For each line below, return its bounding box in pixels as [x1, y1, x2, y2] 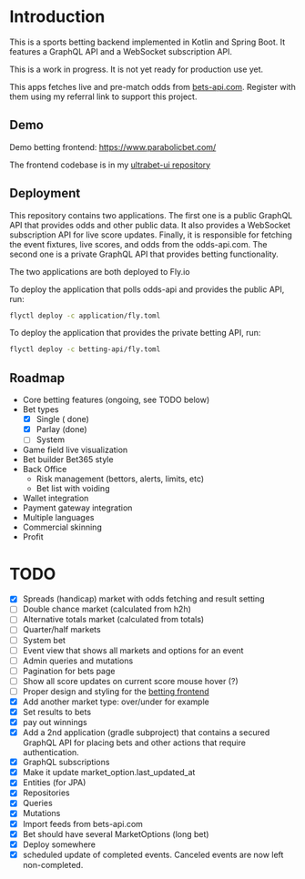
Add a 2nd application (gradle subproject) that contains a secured [22, 727, 270, 738]
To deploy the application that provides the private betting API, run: [9, 328, 261, 338]
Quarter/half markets [22, 624, 102, 635]
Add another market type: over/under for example [22, 696, 209, 707]
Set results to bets [22, 706, 92, 717]
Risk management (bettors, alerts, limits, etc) [36, 473, 205, 484]
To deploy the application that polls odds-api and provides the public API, [9, 284, 285, 295]
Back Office [22, 464, 67, 475]
